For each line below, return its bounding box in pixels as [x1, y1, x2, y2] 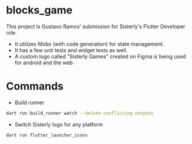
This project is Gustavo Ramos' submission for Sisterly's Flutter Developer [6, 23, 186, 30]
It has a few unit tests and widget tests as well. [14, 46, 128, 53]
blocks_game [6, 4, 73, 17]
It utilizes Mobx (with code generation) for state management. [14, 40, 164, 47]
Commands [6, 80, 64, 93]
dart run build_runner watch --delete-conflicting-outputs [6, 110, 154, 116]
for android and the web [14, 59, 73, 66]
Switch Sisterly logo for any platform [14, 121, 103, 128]
